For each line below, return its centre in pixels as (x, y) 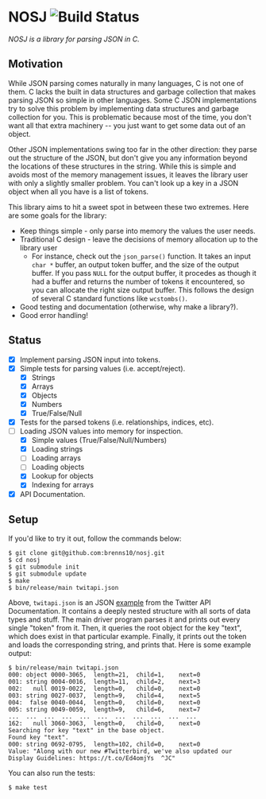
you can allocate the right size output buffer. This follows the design (143, 289)
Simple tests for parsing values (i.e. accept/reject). (102, 368)
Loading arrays (56, 458)
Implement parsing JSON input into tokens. (90, 359)
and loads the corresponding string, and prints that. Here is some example (130, 645)
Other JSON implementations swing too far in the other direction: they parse (133, 149)
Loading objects (58, 467)
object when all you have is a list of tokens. (79, 192)
